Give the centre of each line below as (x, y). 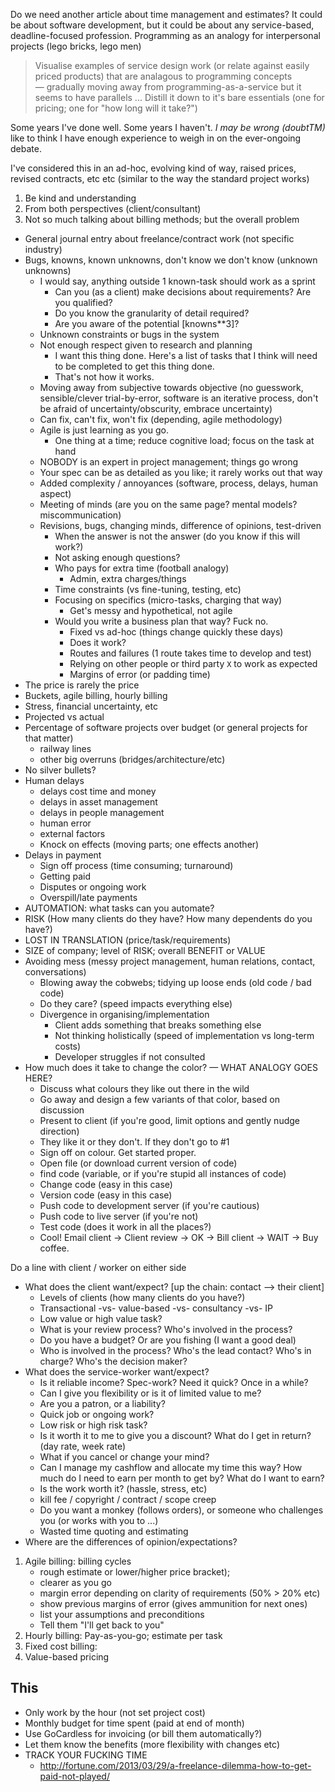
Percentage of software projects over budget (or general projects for (166, 727)
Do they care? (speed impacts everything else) (136, 1003)
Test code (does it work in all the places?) (125, 1227)
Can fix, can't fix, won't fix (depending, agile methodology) (161, 419)
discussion (62, 1110)
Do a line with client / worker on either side (98, 1267)
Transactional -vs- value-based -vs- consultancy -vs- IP (156, 1308)
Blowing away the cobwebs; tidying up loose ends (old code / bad (175, 982)
